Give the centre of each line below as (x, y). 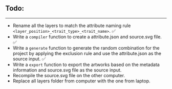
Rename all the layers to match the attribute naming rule (72, 26)
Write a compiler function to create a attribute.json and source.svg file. (87, 37)
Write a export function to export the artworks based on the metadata (86, 64)
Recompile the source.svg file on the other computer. (69, 75)
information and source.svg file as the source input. (67, 70)
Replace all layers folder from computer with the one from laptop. (81, 81)
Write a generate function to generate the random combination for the (86, 48)
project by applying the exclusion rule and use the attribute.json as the (87, 53)
